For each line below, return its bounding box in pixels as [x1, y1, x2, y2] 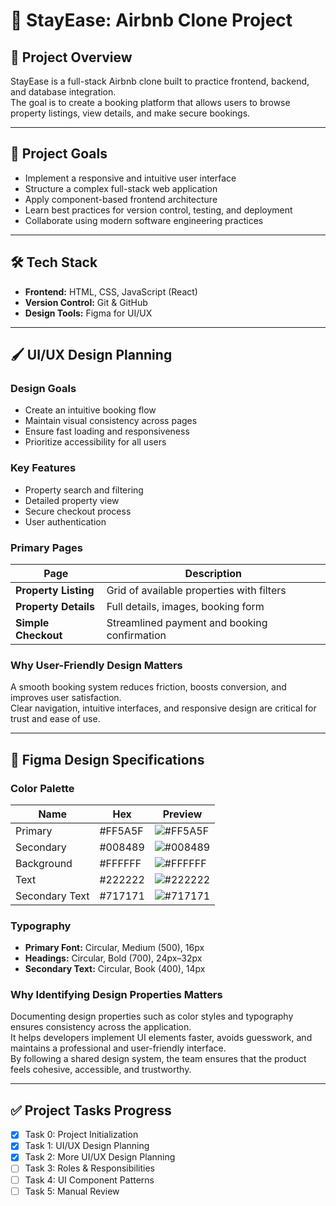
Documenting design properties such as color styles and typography [10, 1010, 294, 1023]
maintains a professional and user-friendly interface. [10, 1042, 227, 1054]
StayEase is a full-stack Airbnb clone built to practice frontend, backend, [10, 75, 310, 87]
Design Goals [10, 381, 77, 395]
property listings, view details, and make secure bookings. [10, 107, 251, 119]
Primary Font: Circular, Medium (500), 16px [24, 942, 205, 954]
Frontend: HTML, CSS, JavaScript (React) [24, 285, 198, 298]
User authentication [24, 515, 107, 528]
